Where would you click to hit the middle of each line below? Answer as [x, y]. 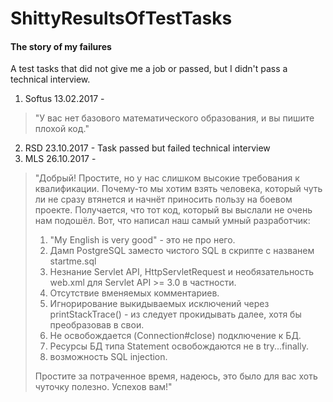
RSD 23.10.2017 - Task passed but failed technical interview [147, 148]
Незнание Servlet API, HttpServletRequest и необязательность [182, 272]
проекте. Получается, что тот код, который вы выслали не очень [173, 210]
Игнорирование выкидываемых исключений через [159, 304]
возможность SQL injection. [108, 357]
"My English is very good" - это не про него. [142, 240]
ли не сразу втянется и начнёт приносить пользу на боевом [163, 199]
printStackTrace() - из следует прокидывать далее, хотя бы [175, 314]
